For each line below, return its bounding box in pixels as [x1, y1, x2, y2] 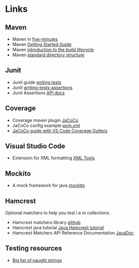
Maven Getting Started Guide [12, 41, 71, 47]
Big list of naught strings [12, 257, 62, 263]
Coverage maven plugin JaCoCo [12, 117, 79, 123]
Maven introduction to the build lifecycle [12, 47, 94, 52]
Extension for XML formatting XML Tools [12, 155, 95, 161]
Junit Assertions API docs [12, 90, 65, 96]
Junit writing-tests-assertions [12, 84, 73, 90]
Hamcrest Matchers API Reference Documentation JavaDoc [12, 230, 134, 236]
